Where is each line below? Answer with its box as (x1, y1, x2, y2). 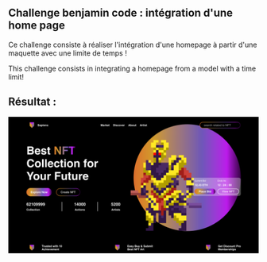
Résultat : (8, 95, 57, 109)
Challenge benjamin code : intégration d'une (8, 6, 233, 20)
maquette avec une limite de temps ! (8, 48, 127, 58)
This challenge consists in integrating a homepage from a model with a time (8, 64, 257, 73)
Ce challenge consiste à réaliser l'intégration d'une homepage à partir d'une (8, 40, 257, 49)
